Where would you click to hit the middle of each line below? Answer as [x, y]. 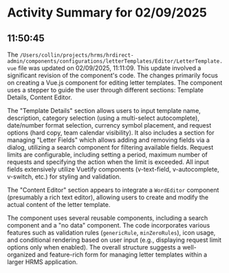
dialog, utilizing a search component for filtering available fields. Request [110, 147]
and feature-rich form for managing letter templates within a [122, 254]
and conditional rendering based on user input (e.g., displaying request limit [115, 240]
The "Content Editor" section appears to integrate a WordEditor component [113, 190]
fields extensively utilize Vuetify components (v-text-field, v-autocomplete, [113, 169]
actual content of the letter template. [59, 204]
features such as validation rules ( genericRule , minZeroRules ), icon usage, [111, 233]
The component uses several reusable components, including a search [108, 218]
